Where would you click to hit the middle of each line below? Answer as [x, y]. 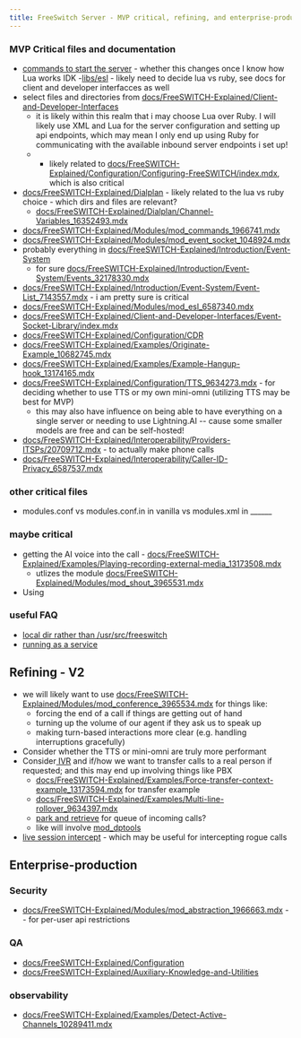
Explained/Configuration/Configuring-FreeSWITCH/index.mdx [163, 173]
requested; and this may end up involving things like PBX [127, 770]
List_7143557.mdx [55, 297]
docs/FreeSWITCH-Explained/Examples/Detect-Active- [124, 1015]
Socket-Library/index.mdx [70, 325]
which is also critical [86, 182]
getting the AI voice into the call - [84, 554]
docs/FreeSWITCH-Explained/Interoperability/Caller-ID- [125, 459]
